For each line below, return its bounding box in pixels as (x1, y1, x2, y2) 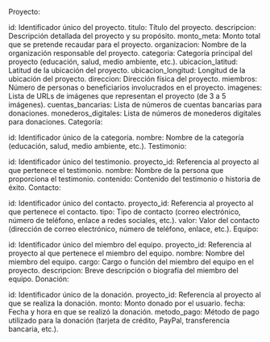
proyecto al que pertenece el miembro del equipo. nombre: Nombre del (8, 248, 245, 258)
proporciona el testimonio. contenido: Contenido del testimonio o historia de (8, 174, 261, 184)
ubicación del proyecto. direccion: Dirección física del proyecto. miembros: (8, 74, 258, 83)
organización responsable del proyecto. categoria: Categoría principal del (8, 49, 253, 57)
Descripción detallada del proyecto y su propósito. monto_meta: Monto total (8, 32, 260, 40)
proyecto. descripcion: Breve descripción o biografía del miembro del (8, 266, 239, 275)
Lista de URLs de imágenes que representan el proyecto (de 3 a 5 (8, 91, 226, 100)
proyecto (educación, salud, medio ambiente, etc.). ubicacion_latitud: (8, 57, 239, 66)
